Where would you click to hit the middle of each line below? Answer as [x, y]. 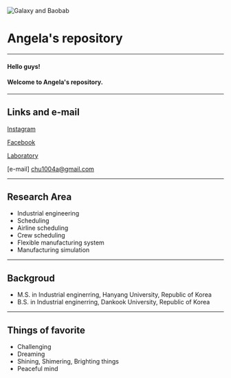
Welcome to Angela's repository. [55, 82]
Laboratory [23, 156]
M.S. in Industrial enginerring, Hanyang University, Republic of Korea [114, 295]
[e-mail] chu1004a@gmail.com [51, 169]
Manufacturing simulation [53, 250]
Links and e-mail [44, 113]
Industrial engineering [48, 213]
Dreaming [31, 354]
